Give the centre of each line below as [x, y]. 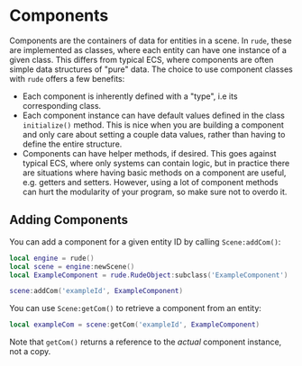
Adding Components [69, 220]
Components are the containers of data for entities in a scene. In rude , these [151, 40]
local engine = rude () [52, 258]
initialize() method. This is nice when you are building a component [153, 125]
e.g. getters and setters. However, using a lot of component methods [150, 182]
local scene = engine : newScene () [72, 266]
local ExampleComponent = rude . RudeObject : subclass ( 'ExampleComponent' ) [149, 275]
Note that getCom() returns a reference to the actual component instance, [146, 342]
